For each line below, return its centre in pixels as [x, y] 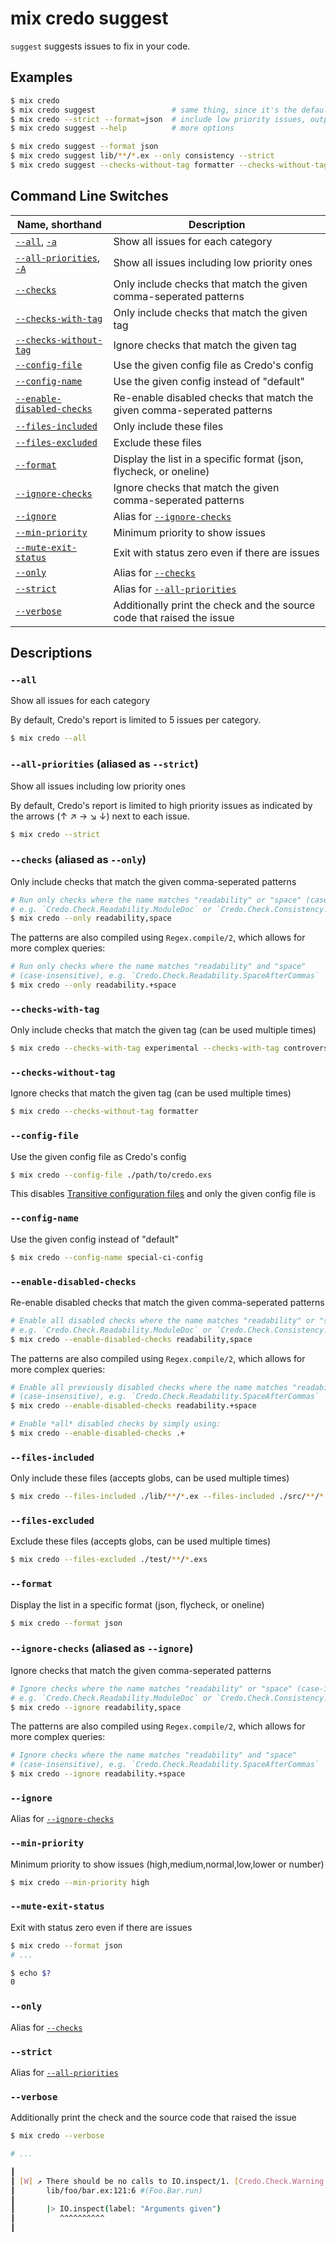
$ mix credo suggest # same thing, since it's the [154, 110]
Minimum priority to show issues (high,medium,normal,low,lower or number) [167, 1864]
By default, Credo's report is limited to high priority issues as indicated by [161, 805]
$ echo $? [31, 1973]
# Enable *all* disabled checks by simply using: [116, 1424]
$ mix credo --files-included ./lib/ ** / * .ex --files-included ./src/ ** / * [167, 1497]
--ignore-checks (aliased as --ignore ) [102, 1649]
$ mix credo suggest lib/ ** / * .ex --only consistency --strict [142, 156]
